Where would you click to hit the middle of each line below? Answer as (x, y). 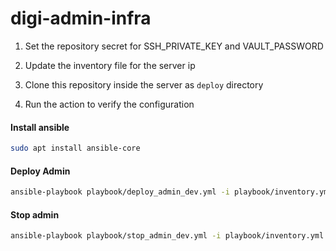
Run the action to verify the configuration (109, 104)
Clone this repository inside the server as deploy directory (144, 84)
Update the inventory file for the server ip (110, 65)
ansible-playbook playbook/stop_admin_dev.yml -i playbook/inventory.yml (167, 236)
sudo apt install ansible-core (75, 148)
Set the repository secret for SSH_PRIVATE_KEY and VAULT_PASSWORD (174, 46)
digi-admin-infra (81, 18)
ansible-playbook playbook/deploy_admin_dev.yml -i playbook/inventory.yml (171, 192)
